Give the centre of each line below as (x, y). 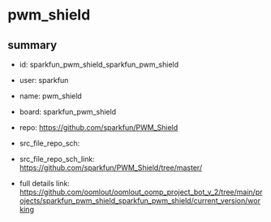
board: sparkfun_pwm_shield (68, 112)
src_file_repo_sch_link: (57, 159)
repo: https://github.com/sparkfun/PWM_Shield (99, 127)
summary (32, 45)
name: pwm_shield (50, 96)
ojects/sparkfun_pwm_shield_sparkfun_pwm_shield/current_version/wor (140, 200)
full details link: (45, 183)
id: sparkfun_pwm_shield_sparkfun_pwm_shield (99, 64)
